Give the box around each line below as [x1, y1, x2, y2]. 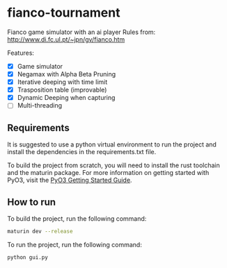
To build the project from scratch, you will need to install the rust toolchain [7, 161, 221, 169]
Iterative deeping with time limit [17, 78, 108, 86]
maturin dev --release [7, 228, 73, 235]
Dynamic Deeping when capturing [17, 94, 116, 102]
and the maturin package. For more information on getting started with [7, 169, 210, 177]
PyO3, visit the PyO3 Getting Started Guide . [7, 176, 132, 185]
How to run [7, 196, 56, 208]
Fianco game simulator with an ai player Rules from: [7, 28, 156, 36]
